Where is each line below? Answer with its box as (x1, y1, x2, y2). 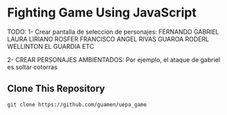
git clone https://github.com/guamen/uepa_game (7, 101, 147, 108)
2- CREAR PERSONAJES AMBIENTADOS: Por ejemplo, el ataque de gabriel (7, 55, 220, 63)
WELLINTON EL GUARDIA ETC (7, 42, 95, 50)
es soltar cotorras (7, 63, 57, 71)
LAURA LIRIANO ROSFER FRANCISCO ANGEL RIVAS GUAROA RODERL (7, 34, 210, 43)
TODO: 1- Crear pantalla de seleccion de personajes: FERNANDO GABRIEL (7, 28, 219, 36)
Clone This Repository (7, 83, 105, 94)
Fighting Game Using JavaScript (7, 5, 197, 21)
